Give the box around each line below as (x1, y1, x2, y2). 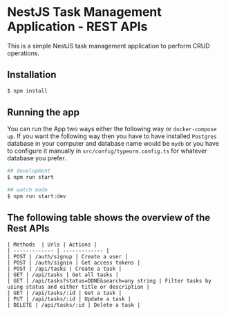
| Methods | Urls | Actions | (7, 241, 97, 248)
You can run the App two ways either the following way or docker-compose (7, 125, 217, 133)
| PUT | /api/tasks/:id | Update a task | (7, 295, 131, 303)
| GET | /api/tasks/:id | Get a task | (7, 289, 122, 296)
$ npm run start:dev (7, 193, 67, 200)
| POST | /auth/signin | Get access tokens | (7, 259, 140, 266)
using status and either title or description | (7, 283, 150, 290)
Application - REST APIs (7, 19, 148, 35)
